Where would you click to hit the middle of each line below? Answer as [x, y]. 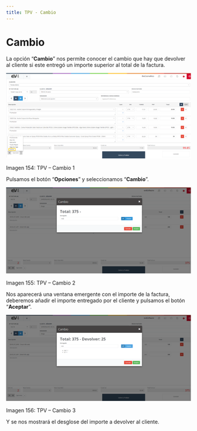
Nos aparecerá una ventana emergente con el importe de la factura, [88, 295]
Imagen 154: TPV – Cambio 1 [40, 168]
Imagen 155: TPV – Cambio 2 [41, 283]
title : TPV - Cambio [31, 12]
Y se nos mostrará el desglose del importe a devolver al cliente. [83, 422]
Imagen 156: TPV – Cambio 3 [41, 410]
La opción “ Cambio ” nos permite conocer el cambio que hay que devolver [96, 58]
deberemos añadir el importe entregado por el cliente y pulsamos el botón [96, 300]
